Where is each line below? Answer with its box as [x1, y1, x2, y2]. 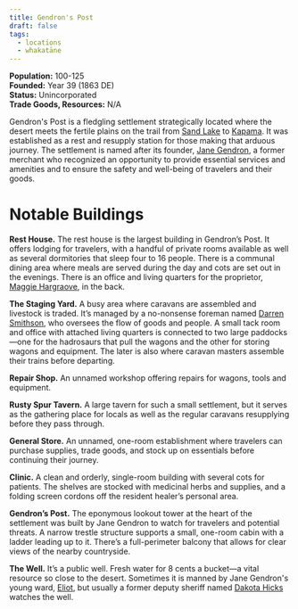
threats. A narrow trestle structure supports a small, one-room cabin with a [9, 527, 284, 538]
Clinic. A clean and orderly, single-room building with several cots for [9, 472, 265, 482]
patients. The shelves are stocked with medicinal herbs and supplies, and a [9, 481, 286, 492]
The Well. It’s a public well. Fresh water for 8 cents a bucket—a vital [9, 564, 260, 574]
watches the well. [9, 592, 74, 603]
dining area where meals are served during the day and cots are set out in [9, 262, 281, 273]
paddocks [251, 327, 288, 338]
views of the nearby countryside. [9, 546, 131, 557]
